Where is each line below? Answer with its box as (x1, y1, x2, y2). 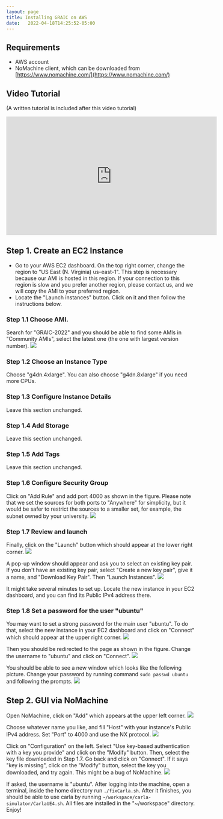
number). (6, 343, 29, 350)
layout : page (6, 8, 39, 15)
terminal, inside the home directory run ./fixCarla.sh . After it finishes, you (6, 787, 192, 794)
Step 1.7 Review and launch (6, 528, 88, 536)
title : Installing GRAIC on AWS (6, 14, 87, 20)
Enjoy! (6, 806, 22, 813)
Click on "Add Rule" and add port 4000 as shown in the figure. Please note (6, 492, 191, 500)
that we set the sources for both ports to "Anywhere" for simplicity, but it (6, 499, 186, 506)
